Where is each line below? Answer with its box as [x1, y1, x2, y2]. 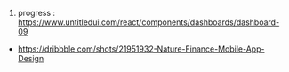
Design [17, 53, 44, 63]
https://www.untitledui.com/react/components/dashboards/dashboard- [17, 17, 280, 28]
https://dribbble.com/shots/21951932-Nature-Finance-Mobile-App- [17, 44, 265, 54]
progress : [17, 8, 56, 18]
